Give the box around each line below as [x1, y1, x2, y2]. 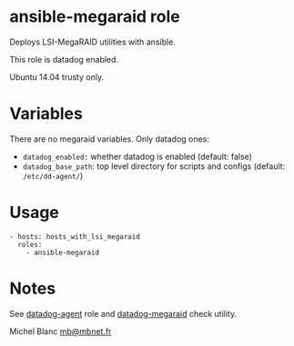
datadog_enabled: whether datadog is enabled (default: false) [22, 151, 253, 162]
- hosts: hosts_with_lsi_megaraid [9, 232, 141, 242]
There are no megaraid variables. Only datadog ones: [9, 133, 209, 144]
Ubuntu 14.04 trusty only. [9, 71, 105, 83]
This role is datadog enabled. [9, 54, 119, 64]
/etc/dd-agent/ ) [22, 170, 84, 181]
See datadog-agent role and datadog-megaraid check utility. [9, 308, 238, 319]
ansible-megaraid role [9, 6, 180, 27]
